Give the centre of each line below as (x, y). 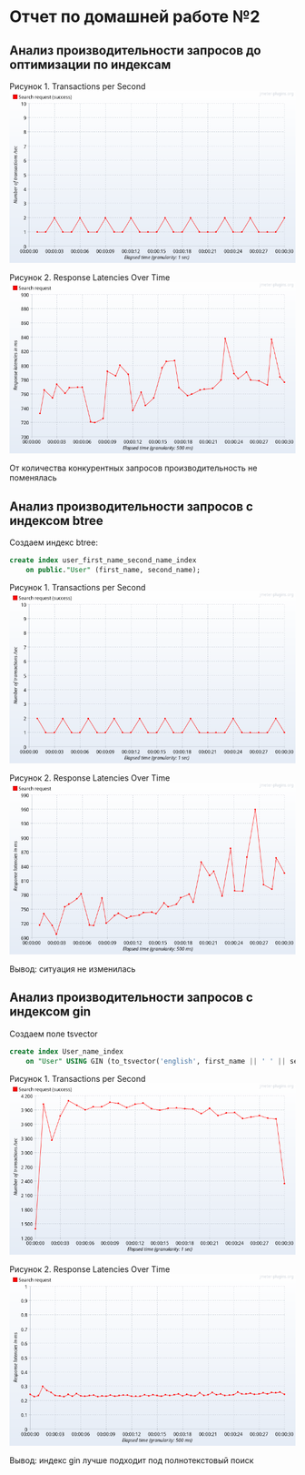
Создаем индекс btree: (54, 542)
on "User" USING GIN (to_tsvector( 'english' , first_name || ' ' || (156, 1061)
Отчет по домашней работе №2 (135, 17)
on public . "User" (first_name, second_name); (113, 570)
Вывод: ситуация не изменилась (73, 969)
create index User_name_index (67, 1051)
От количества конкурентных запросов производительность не (133, 468)
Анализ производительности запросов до (135, 51)
